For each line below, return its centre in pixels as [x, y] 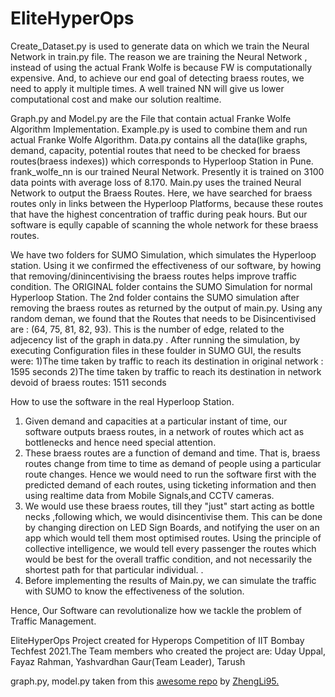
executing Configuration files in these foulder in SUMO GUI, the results [156, 350]
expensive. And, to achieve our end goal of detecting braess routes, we [157, 78]
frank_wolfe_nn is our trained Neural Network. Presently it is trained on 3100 [167, 171]
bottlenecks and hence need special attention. [120, 442]
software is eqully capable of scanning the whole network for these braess [164, 224]
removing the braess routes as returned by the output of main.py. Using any [166, 308]
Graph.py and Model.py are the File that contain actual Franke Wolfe [151, 118]
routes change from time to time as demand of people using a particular [173, 463]
